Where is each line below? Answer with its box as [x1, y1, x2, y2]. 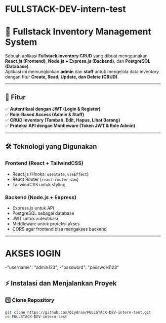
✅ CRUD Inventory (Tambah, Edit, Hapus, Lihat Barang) [5, 117, 120, 123]
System [5, 37, 38, 48]
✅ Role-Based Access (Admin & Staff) [5, 111, 84, 117]
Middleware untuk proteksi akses [12, 221, 80, 227]
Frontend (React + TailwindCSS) [5, 160, 83, 166]
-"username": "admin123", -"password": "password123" [5, 264, 120, 270]
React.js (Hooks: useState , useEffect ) [12, 171, 89, 177]
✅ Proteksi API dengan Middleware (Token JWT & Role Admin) [5, 122, 136, 128]
